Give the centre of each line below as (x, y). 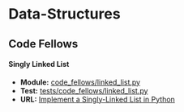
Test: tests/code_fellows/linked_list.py (84, 90)
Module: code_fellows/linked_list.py (80, 82)
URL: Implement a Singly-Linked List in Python (98, 99)
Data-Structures (64, 14)
